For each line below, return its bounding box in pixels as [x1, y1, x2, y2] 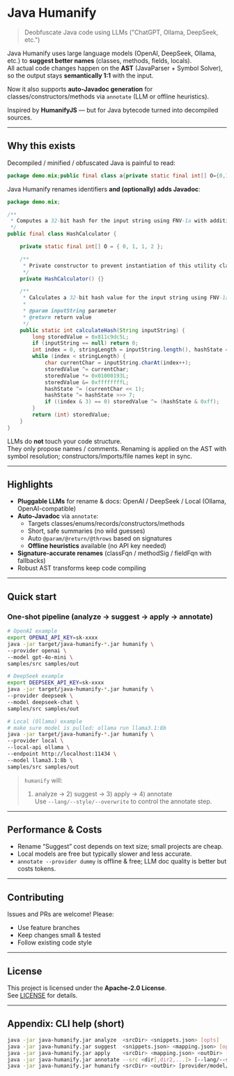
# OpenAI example [7, 628, 58, 635]
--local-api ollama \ [7, 744, 70, 751]
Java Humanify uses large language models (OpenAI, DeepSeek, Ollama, [7, 49, 217, 57]
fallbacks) [17, 557, 47, 565]
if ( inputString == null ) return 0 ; [32, 340, 139, 347]
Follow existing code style [17, 938, 93, 947]
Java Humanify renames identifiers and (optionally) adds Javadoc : [7, 185, 201, 193]
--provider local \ [7, 738, 64, 745]
